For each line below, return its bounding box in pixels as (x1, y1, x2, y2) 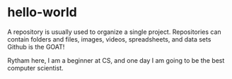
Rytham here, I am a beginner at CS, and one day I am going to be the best (7, 56, 225, 64)
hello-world (7, 4, 78, 20)
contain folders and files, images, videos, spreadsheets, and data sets (7, 35, 211, 43)
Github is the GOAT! (7, 42, 65, 51)
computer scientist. (7, 63, 64, 72)
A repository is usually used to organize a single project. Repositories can (7, 28, 221, 36)
